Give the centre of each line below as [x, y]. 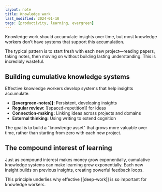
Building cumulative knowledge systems [67, 77]
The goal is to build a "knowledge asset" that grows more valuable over [76, 128]
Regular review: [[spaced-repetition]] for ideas [59, 108]
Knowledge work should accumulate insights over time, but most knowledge [81, 37]
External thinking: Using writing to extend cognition [64, 118]
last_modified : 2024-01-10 [32, 18]
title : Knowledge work [28, 14]
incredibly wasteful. [25, 61]
